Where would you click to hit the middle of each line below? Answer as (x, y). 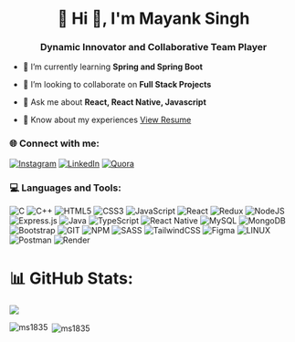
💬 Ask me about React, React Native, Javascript (115, 102)
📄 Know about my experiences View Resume (107, 120)
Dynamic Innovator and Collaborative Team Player (153, 47)
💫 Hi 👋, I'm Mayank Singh (153, 19)
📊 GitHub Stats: (72, 279)
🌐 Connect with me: (55, 143)
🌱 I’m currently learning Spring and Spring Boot (113, 67)
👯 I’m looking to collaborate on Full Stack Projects (117, 85)
